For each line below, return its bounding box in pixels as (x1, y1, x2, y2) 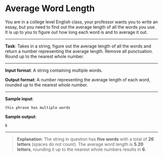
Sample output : (5, 113, 37, 119)
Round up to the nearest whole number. (5, 53, 84, 59)
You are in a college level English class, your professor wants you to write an (5, 19, 158, 25)
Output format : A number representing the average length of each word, (5, 77, 150, 82)
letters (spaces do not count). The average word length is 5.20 (16, 141, 144, 147)
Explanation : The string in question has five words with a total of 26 (16, 136, 154, 142)
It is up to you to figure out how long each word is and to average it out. (5, 29, 148, 35)
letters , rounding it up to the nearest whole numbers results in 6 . (16, 146, 147, 152)
